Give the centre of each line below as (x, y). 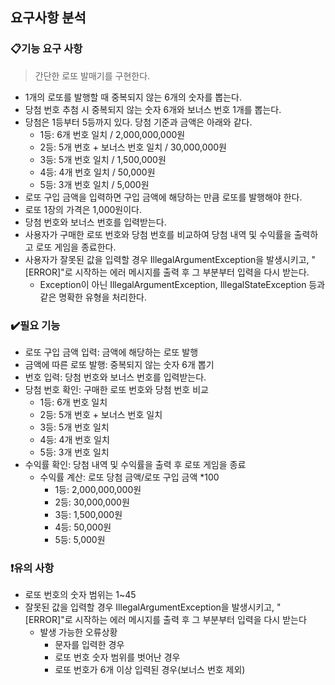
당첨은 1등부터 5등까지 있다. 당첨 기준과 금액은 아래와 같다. (138, 122)
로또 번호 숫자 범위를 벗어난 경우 (117, 657)
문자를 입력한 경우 (89, 645)
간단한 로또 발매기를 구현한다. (92, 75)
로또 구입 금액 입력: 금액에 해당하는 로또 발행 (111, 352)
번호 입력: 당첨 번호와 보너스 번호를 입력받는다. (115, 377)
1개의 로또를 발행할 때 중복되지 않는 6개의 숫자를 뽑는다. (133, 97)
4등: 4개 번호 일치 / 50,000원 (97, 172)
